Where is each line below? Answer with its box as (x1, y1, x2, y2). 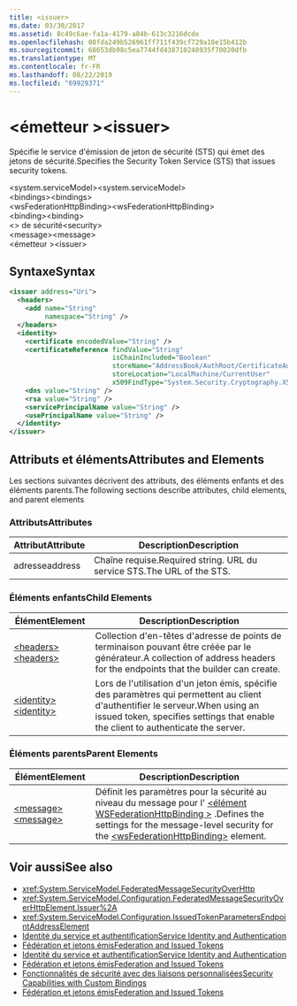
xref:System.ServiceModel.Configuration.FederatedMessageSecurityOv (21, 893, 285, 903)
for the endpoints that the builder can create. (95, 663, 281, 675)
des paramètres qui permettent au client (95, 687, 263, 700)
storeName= (111, 362, 152, 371)
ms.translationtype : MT (9, 54, 97, 63)
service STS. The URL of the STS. (94, 565, 232, 578)
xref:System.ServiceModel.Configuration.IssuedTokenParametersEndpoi (21, 911, 286, 922)
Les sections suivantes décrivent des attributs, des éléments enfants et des (9, 475, 285, 486)
